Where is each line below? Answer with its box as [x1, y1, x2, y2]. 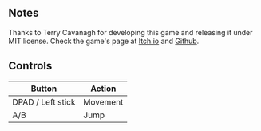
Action [90, 83, 117, 94]
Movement [83, 96, 124, 107]
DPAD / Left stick [12, 96, 76, 107]
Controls [8, 59, 53, 73]
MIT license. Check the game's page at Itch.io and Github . [8, 36, 200, 46]
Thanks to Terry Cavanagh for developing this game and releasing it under [8, 27, 253, 37]
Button [30, 83, 57, 94]
